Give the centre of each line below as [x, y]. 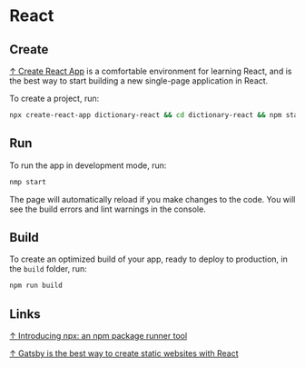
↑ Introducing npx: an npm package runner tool [98, 336]
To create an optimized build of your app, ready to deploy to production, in [148, 259]
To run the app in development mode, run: [88, 165]
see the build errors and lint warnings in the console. [108, 209]
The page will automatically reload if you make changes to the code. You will [152, 199]
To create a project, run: [54, 98]
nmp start [28, 182]
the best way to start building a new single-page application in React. [139, 81]
